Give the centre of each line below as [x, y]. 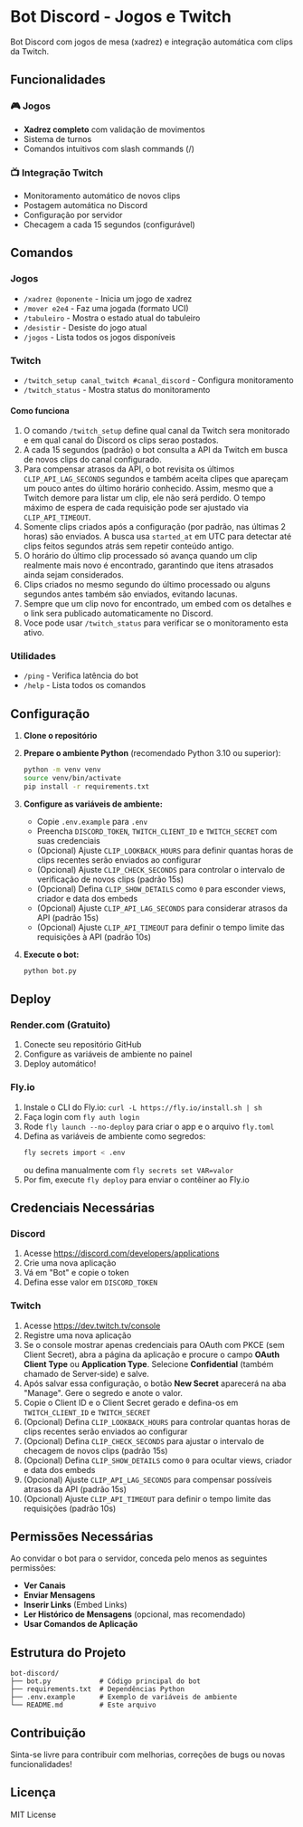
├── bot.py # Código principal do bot [106, 1681]
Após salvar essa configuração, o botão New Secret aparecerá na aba [155, 1383]
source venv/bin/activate [72, 779]
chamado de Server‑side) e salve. [86, 1373]
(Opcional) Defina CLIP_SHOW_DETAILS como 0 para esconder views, [161, 888]
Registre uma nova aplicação [77, 1335]
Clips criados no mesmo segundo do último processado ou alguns [147, 585]
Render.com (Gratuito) [61, 1025]
